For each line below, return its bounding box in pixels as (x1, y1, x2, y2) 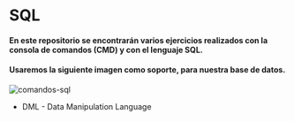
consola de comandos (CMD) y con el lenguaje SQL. (9, 44, 203, 55)
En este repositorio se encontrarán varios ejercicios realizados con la (9, 34, 268, 45)
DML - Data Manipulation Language (21, 101, 152, 111)
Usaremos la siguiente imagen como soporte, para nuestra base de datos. (9, 64, 286, 75)
